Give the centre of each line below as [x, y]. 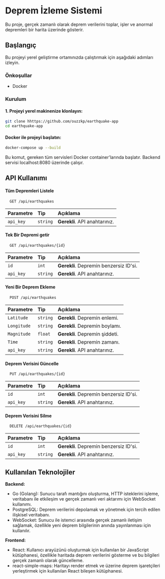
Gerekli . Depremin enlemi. [88, 318]
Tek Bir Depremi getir [27, 235]
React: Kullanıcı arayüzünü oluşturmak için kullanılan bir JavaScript [81, 550]
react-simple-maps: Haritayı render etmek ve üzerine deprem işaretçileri [86, 566]
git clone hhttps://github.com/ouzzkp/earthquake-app [62, 122]
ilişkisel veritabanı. [31, 515]
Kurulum [16, 99]
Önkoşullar [19, 75]
